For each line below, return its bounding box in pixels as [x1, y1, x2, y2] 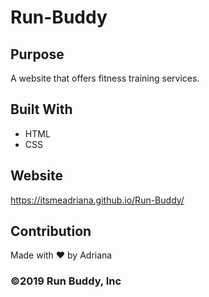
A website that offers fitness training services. [10, 72, 200, 84]
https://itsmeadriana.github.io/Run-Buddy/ [10, 194, 185, 206]
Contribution [10, 223, 92, 240]
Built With [10, 101, 73, 118]
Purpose [10, 46, 65, 63]
